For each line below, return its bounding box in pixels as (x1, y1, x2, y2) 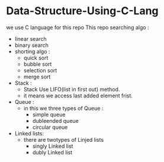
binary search (14, 42, 49, 49)
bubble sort (23, 61, 52, 68)
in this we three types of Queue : (23, 104, 104, 112)
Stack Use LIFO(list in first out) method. (23, 85, 120, 93)
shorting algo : (14, 47, 50, 55)
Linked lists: (14, 129, 44, 137)
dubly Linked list (32, 148, 73, 155)
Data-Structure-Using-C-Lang (6, 4, 159, 18)
